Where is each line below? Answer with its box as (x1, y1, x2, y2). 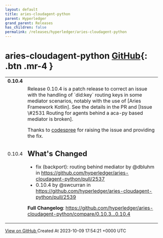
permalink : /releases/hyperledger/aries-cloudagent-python (5, 30, 127, 34)
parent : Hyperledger (5, 16, 47, 21)
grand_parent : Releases (5, 20, 53, 26)
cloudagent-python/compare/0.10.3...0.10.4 (27, 211, 130, 218)
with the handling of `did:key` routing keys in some (27, 91, 142, 98)
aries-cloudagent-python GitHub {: (5, 50, 147, 61)
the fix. (27, 133, 44, 139)
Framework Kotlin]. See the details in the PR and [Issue (27, 104, 152, 110)
